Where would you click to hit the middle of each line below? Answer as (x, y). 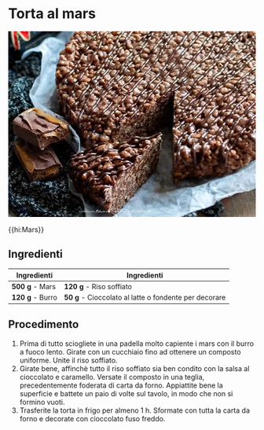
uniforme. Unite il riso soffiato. (68, 360)
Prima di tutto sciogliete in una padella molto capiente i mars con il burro (136, 344)
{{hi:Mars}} (26, 230)
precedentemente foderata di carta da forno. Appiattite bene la (121, 385)
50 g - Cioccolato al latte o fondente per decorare (145, 298)
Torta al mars (52, 14)
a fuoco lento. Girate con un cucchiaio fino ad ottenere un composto (130, 351)
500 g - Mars (34, 287)
